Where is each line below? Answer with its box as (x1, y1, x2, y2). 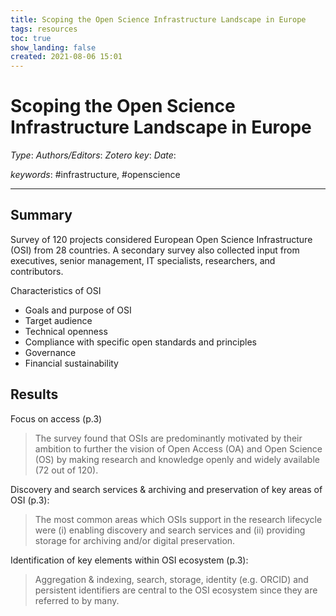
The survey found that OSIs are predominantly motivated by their (34, 432, 303, 444)
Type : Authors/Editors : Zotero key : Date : (10, 149, 177, 161)
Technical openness (24, 325, 108, 337)
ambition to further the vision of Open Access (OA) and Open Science (34, 442, 323, 455)
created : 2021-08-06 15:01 (10, 52, 123, 62)
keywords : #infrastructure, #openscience (10, 169, 181, 181)
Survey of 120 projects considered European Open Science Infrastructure (10, 233, 313, 245)
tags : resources (10, 24, 78, 34)
